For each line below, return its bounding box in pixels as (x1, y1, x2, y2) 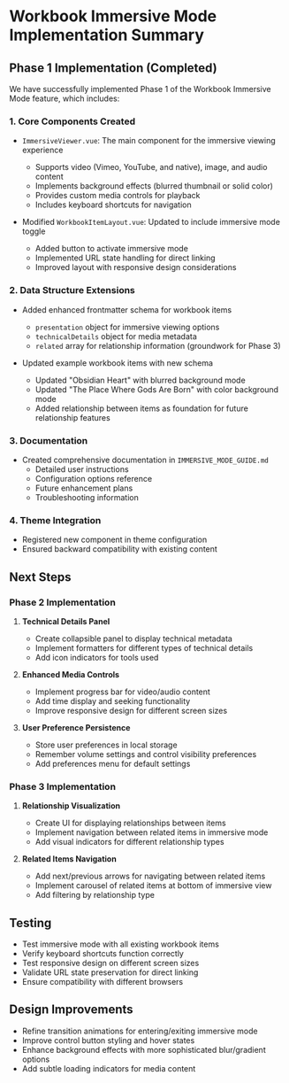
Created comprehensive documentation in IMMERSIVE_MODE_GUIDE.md (21, 454, 270, 465)
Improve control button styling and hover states (21, 1034, 195, 1046)
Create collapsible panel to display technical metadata (34, 633, 232, 644)
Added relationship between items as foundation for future (34, 403, 249, 414)
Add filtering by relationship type (34, 890, 155, 901)
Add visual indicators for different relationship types (34, 837, 224, 847)
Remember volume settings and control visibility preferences (34, 748, 257, 759)
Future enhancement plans (34, 483, 133, 493)
